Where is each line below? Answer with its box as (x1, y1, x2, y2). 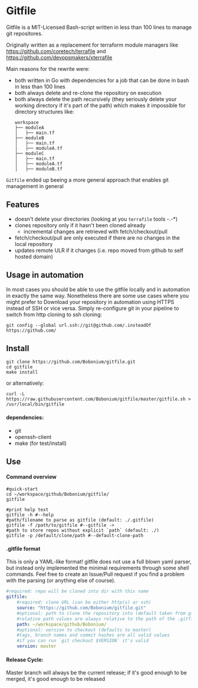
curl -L (6, 391, 25, 397)
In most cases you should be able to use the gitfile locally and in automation (6, 286, 190, 293)
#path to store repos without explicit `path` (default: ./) (6, 528, 160, 533)
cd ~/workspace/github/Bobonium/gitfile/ (6, 492, 110, 497)
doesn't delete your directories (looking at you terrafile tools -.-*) (14, 215, 178, 222)
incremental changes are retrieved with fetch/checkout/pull (23, 228, 168, 235)
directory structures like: (14, 108, 75, 115)
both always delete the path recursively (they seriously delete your (14, 96, 177, 103)
